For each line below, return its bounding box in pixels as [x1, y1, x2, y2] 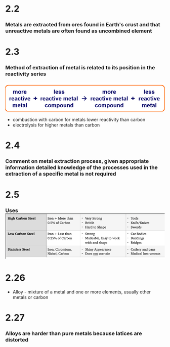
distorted [5, 336, 29, 343]
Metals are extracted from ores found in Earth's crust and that [5, 21, 160, 28]
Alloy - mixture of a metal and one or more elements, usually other [12, 289, 151, 295]
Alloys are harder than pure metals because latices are [5, 330, 143, 337]
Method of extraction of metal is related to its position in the [5, 64, 155, 71]
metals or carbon [12, 294, 49, 300]
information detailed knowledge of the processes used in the [5, 164, 158, 171]
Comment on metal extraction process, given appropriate [5, 158, 149, 165]
